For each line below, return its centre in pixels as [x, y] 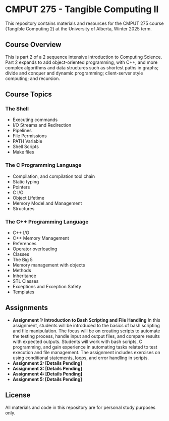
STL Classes [25, 281]
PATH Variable [27, 141]
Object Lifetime [28, 198]
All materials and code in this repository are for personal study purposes [80, 407]
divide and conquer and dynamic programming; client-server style [74, 73]
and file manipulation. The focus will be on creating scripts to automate [86, 331]
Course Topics [29, 94]
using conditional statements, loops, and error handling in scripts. [80, 358]
